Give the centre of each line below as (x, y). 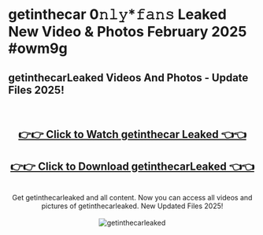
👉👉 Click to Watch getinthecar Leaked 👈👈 (132, 134)
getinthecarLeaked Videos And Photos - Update (128, 78)
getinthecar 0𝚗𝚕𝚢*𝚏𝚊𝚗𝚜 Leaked (117, 15)
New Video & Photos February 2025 (128, 32)
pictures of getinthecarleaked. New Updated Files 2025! (132, 206)
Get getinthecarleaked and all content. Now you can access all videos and (132, 198)
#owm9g (38, 48)
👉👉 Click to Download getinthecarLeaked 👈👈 (132, 166)
